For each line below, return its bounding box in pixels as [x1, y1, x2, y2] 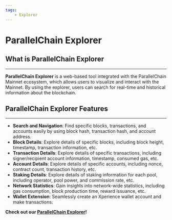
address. [12, 134, 32, 140]
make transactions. [12, 199, 53, 205]
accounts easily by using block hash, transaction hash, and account [12, 128, 156, 134]
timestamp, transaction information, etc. [12, 145, 97, 151]
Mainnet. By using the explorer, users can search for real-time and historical [5, 84, 166, 90]
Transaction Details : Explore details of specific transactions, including [12, 150, 162, 156]
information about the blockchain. [5, 89, 77, 95]
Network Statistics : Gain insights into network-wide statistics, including [12, 183, 165, 189]
